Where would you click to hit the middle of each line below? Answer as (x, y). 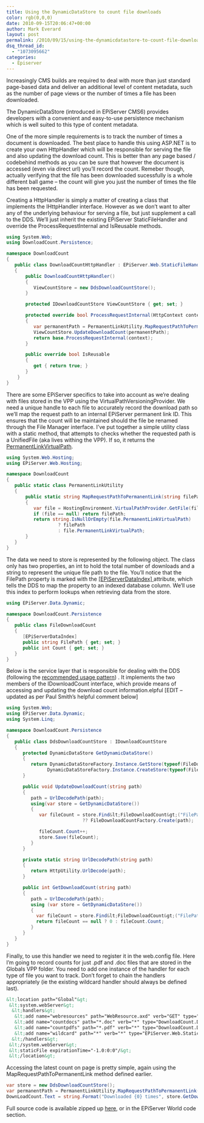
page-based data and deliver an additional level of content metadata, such (100, 87)
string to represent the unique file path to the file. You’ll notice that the (94, 572)
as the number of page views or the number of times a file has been (91, 93)
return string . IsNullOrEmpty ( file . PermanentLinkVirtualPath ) (112, 519)
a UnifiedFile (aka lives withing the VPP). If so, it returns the (80, 440)
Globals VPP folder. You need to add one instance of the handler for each (98, 969)
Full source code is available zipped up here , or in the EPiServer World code (101, 1108)
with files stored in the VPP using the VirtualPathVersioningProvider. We (96, 401)
